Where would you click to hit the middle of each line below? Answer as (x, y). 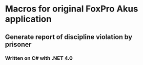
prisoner (18, 44)
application (29, 19)
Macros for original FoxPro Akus (71, 9)
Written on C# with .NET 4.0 (39, 58)
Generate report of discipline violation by (69, 37)
